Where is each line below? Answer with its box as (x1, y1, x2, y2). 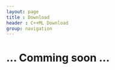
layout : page (6, 8, 39, 15)
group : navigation (6, 25, 52, 32)
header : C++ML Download (6, 20, 69, 26)
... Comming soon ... (6, 51, 110, 65)
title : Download (6, 14, 50, 20)
